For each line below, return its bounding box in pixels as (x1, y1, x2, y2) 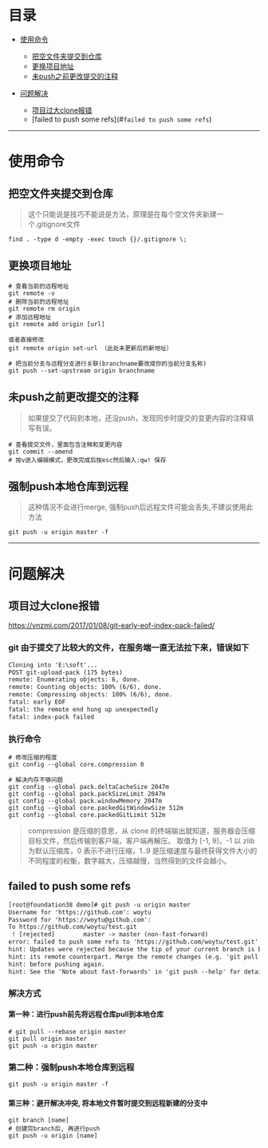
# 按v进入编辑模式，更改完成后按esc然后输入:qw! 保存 (8, 456, 167, 464)
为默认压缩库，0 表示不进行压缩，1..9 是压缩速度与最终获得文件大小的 (27, 846, 258, 855)
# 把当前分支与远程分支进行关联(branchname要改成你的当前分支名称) (8, 360, 207, 368)
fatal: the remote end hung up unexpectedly (8, 705, 159, 713)
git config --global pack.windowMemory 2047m (8, 796, 162, 805)
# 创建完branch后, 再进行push (8, 1125, 100, 1133)
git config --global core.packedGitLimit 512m (8, 811, 166, 819)
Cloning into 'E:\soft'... (8, 660, 98, 669)
